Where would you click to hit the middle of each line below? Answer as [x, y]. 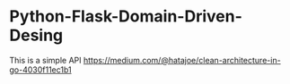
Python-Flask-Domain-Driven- [126, 17]
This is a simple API [46, 60]
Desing [36, 35]
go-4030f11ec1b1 [40, 70]
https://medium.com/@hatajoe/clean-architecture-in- [182, 60]
